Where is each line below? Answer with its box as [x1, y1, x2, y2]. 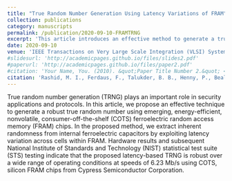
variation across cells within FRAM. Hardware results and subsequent [7, 137, 205, 145]
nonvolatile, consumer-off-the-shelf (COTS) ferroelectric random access [7, 115, 214, 123]
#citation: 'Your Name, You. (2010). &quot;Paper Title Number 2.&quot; [7, 67, 221, 74]
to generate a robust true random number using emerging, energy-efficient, [7, 107, 222, 116]
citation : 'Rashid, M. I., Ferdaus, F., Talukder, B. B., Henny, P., [7, 74, 212, 81]
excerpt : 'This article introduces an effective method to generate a [7, 36, 215, 43]
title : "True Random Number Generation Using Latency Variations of [7, 10, 209, 17]
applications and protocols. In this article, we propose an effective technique [7, 100, 225, 109]
